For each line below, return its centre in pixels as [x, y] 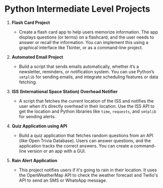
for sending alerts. [37, 116]
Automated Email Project [37, 57]
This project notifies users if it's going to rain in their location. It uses [88, 170]
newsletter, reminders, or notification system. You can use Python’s [87, 71]
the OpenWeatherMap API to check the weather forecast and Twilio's [88, 175]
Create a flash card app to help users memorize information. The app [88, 32]
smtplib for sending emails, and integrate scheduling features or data [89, 77]
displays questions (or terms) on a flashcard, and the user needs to [86, 37]
